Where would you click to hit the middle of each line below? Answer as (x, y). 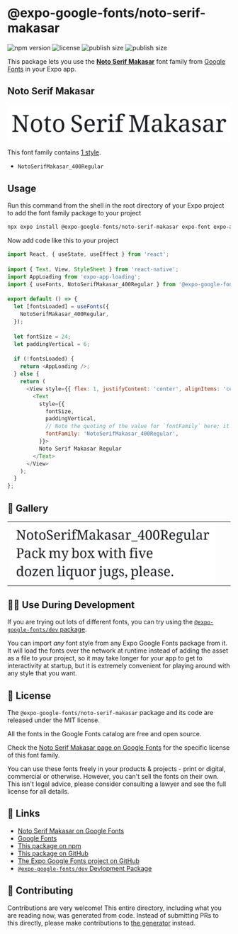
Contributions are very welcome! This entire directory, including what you (114, 908)
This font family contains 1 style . (54, 152)
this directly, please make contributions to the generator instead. (102, 923)
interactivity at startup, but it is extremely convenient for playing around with (119, 666)
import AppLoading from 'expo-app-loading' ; (74, 277)
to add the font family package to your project (74, 213)
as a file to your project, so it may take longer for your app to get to (105, 658)
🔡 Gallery (28, 508)
